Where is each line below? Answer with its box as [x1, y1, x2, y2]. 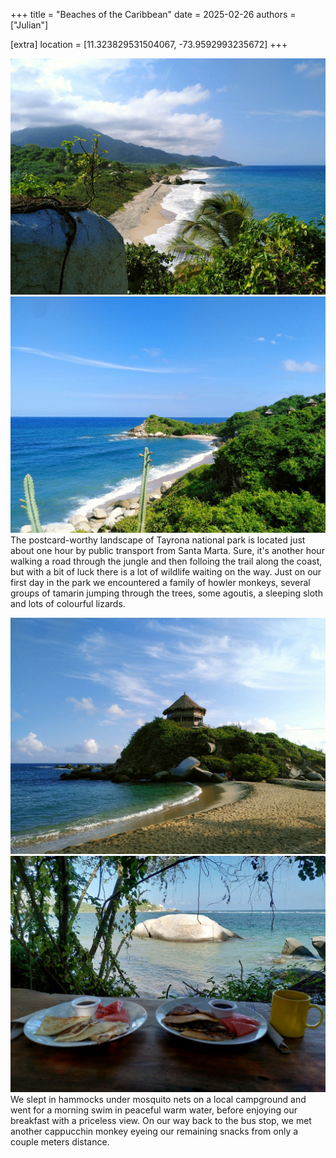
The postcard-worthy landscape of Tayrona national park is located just [10, 534, 306, 546]
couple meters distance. [10, 1136, 110, 1148]
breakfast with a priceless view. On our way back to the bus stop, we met [10, 1115, 312, 1126]
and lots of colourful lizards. [10, 598, 126, 609]
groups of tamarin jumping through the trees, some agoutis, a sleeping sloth [10, 587, 323, 599]
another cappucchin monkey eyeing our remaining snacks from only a [10, 1125, 299, 1137]
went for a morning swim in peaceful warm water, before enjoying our [10, 1104, 298, 1116]
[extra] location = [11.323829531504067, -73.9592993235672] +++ [10, 39, 288, 50]
